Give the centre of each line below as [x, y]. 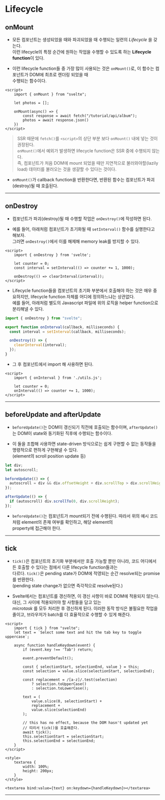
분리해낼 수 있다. [28, 309]
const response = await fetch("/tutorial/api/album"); [80, 116]
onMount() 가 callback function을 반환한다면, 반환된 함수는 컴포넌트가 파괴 [83, 180]
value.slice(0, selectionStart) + [67, 701]
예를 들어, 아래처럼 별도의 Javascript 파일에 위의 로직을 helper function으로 [85, 303]
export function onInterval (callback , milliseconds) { [62, 327]
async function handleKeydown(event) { [55, 645]
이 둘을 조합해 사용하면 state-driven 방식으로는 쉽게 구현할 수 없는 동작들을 [84, 444]
